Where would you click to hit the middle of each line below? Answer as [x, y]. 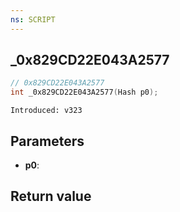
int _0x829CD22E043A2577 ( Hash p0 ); [84, 92]
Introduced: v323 [46, 111]
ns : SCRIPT [33, 19]
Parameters [47, 141]
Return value [51, 196]
